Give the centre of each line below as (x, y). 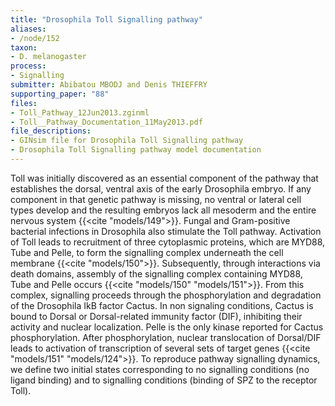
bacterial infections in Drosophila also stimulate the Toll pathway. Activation (166, 231)
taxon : (24, 47)
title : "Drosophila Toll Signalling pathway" (106, 19)
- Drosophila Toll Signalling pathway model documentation (136, 150)
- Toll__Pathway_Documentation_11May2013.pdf (106, 122)
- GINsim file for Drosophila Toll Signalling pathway (127, 141)
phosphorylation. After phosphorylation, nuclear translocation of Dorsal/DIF (166, 337)
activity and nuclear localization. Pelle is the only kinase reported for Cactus (167, 327)
